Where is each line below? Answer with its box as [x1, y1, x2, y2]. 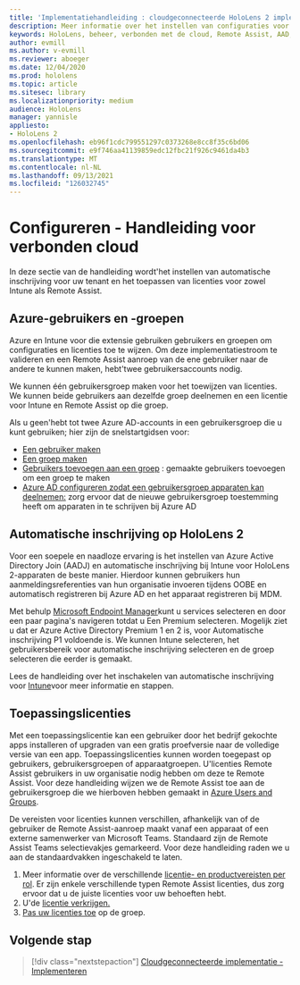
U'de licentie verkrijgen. [21, 897, 111, 908]
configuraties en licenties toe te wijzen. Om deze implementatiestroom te [9, 344, 279, 355]
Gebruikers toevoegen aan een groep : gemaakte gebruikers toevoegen [21, 462, 286, 474]
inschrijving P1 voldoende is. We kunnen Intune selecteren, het [9, 634, 239, 644]
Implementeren [30, 966, 87, 977]
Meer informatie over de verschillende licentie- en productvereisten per [21, 869, 286, 880]
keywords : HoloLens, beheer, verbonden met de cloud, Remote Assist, [9, 29, 274, 38]
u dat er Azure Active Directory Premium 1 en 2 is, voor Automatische [9, 625, 264, 636]
